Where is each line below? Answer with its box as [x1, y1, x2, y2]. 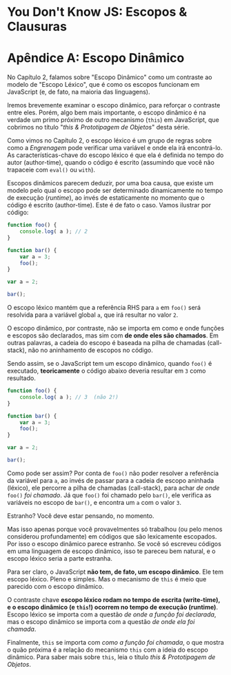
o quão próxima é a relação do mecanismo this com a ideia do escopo [7, 645, 208, 654]
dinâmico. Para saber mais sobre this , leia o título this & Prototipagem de [7, 652, 216, 661]
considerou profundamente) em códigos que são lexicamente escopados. [7, 532, 217, 541]
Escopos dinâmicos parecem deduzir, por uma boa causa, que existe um [7, 179, 214, 187]
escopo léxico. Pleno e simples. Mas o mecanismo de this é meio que [7, 574, 207, 583]
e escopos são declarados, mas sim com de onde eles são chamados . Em [7, 331, 219, 340]
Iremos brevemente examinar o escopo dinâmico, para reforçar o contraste [7, 101, 221, 110]
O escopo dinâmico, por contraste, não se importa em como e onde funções [7, 324, 225, 332]
